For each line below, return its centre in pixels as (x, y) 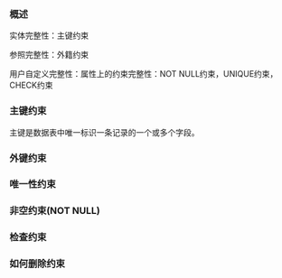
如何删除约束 (38, 264)
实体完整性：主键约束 (49, 36)
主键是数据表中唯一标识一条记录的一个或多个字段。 (104, 132)
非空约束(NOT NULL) (55, 211)
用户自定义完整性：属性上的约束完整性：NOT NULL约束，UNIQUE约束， (144, 74)
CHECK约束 (31, 85)
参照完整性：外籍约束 (49, 55)
